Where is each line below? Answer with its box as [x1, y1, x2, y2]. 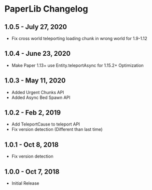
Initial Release [11, 180, 40, 186]
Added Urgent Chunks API [11, 89, 64, 95]
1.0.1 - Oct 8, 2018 [4, 141, 59, 149]
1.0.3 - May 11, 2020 [4, 77, 66, 85]
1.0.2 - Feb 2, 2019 [4, 109, 61, 117]
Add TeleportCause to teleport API [11, 121, 80, 127]
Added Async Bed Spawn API [11, 95, 70, 100]
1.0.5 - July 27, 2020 [4, 23, 67, 31]
